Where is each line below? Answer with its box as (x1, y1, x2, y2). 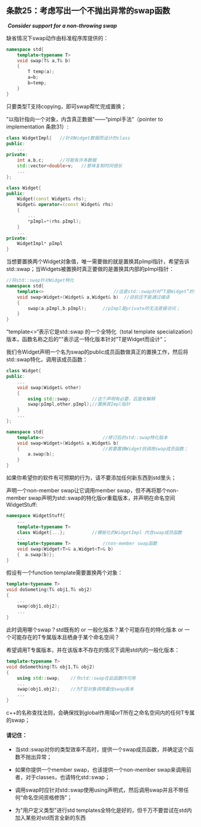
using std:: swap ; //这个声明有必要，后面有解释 (28, 396, 156, 402)
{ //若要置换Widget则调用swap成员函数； (17, 446, 188, 452)
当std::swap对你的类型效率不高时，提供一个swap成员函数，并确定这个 (14, 746, 188, 753)
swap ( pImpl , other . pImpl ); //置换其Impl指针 (28, 401, 130, 407)
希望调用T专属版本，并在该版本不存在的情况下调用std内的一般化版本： (6, 646, 180, 653)
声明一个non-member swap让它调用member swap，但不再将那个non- (6, 487, 179, 494)
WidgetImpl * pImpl (17, 241, 63, 247)
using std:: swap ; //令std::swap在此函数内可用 (17, 675, 136, 681)
